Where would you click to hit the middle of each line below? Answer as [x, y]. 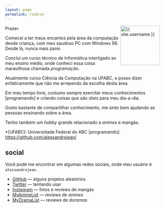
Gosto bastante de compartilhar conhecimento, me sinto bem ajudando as [80, 107]
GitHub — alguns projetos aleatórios [49, 179]
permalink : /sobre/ [25, 14]
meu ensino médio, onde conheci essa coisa [50, 63]
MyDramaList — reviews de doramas [50, 200]
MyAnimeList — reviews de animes [48, 195]
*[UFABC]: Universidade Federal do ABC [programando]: [63, 132]
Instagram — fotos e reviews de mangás [53, 190]
